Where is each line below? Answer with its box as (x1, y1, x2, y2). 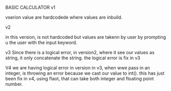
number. (5, 81, 23, 87)
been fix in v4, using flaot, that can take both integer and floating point (5, 76, 154, 81)
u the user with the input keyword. (5, 39, 78, 45)
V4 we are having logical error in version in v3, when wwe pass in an (5, 65, 150, 71)
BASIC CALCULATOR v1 (5, 5, 55, 10)
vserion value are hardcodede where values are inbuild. (5, 14, 123, 20)
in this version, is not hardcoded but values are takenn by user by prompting (5, 34, 166, 40)
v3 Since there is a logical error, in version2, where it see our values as (5, 50, 155, 55)
